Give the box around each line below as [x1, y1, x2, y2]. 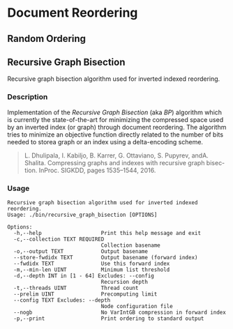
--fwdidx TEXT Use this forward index [13, 260, 170, 267]
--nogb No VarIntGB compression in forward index [13, 309, 227, 316]
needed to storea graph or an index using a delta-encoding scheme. [7, 137, 204, 146]
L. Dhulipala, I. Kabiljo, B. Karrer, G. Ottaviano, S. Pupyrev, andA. [24, 151, 209, 160]
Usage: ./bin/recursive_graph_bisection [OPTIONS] [7, 211, 158, 218]
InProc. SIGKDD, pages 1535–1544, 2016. [38, 166, 156, 174]
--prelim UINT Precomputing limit [13, 291, 158, 298]
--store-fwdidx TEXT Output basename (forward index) [13, 254, 198, 261]
